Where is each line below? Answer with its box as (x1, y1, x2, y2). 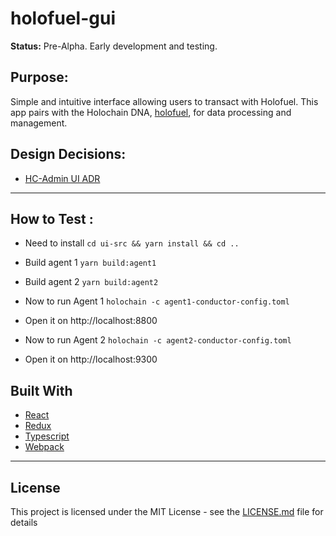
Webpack (24, 441, 65, 453)
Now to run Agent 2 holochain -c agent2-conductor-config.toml (24, 334, 292, 346)
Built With (10, 382, 73, 399)
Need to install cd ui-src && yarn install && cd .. (24, 237, 240, 249)
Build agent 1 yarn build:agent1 (24, 257, 157, 269)
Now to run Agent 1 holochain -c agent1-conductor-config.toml (24, 295, 290, 307)
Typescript (24, 430, 70, 442)
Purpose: (10, 69, 69, 86)
